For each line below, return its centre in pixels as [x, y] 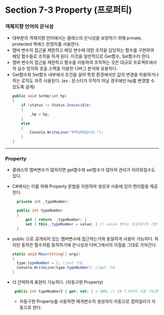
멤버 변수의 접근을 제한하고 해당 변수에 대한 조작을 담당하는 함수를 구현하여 [83, 50]
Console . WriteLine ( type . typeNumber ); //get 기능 [66, 268]
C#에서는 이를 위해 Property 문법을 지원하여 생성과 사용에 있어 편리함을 [80, 187]
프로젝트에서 [145, 63]
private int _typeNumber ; [43, 202]
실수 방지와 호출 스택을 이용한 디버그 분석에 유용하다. [68, 68]
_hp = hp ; [40, 114]
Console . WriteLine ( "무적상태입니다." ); [67, 132]
